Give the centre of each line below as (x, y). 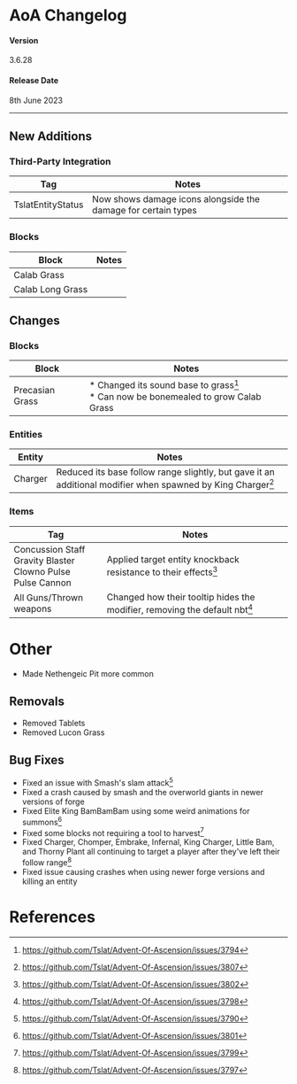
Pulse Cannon (43, 583)
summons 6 (42, 821)
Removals (37, 702)
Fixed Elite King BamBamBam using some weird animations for (136, 811)
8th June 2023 (36, 100)
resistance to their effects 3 (162, 571)
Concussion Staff (49, 549)
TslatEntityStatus (49, 205)
